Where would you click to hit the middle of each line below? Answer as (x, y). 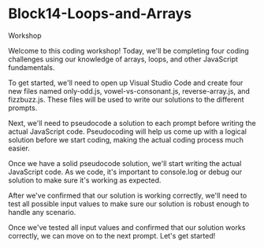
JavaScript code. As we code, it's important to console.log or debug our (125, 172)
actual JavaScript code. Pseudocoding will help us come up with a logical (127, 131)
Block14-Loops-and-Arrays (100, 14)
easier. (19, 148)
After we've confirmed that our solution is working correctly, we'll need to (128, 195)
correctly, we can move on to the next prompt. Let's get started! (112, 235)
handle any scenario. (42, 212)
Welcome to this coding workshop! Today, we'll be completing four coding (129, 50)
